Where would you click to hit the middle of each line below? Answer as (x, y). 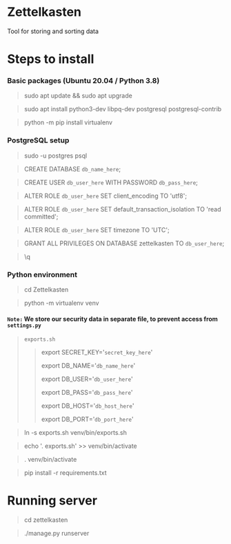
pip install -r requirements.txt (65, 473)
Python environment (42, 274)
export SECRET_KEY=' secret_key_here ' (97, 353)
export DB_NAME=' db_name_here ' (88, 366)
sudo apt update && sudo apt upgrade (78, 96)
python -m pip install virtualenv (68, 122)
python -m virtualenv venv (61, 303)
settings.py (24, 326)
